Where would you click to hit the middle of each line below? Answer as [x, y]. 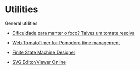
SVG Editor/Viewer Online [39, 62]
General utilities [21, 23]
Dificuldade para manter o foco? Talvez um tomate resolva [74, 33]
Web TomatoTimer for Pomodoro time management [66, 43]
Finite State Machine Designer [44, 52]
